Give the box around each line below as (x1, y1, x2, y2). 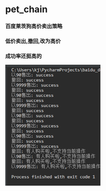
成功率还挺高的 (5, 52, 42, 60)
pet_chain (5, 4, 48, 15)
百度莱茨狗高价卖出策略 (5, 23, 62, 30)
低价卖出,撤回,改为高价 (5, 38, 61, 45)
